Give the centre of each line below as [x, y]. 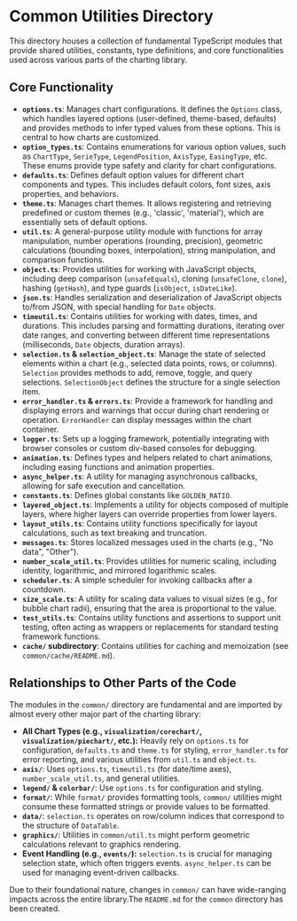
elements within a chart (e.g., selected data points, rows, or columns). [149, 363]
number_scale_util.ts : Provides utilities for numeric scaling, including [149, 561]
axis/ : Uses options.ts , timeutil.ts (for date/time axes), [127, 769]
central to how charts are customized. [91, 137]
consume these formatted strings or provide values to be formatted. [146, 806]
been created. [35, 908]
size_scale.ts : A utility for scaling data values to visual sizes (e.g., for [150, 598]
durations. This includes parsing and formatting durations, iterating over [153, 325]
